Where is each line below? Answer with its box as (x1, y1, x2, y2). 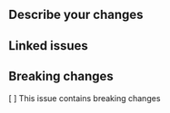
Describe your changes (8, 7, 144, 23)
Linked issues (8, 38, 88, 53)
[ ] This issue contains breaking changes (8, 92, 161, 103)
